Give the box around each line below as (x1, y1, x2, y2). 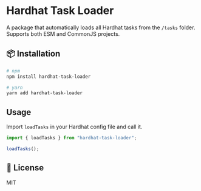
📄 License (6, 162, 44, 173)
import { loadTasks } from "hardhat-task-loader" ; (6, 135, 137, 141)
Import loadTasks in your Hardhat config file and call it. (6, 123, 143, 131)
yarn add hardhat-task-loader (6, 90, 83, 96)
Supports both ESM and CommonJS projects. (6, 30, 120, 37)
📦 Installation (6, 49, 61, 59)
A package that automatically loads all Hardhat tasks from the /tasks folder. (6, 24, 196, 31)
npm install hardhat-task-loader (6, 74, 91, 80)
